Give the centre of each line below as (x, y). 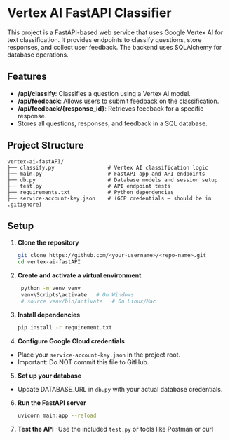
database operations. (38, 55)
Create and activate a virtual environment (79, 275)
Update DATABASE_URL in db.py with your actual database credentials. (120, 389)
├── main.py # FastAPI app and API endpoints (106, 174)
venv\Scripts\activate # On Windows (77, 295)
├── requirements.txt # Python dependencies (90, 192)
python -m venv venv (51, 289)
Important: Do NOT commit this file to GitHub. (83, 362)
